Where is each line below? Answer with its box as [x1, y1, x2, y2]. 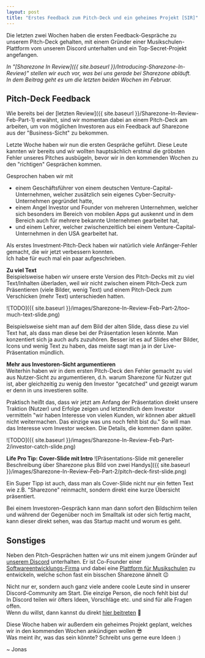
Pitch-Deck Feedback [6, 93, 91, 104]
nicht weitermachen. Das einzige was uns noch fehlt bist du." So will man [6, 418, 191, 425]
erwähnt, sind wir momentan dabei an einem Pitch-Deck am [36, 116, 188, 124]
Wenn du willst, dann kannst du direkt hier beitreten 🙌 [6, 609, 142, 616]
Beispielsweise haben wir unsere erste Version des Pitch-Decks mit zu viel [6, 273, 195, 280]
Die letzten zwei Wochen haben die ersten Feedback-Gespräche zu [6, 31, 177, 39]
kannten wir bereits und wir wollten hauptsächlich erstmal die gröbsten [6, 148, 185, 155]
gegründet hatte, [51, 197, 94, 205]
